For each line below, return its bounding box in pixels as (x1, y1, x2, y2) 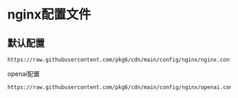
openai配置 (7, 70, 40, 78)
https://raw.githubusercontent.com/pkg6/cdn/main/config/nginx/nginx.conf (7, 56, 233, 63)
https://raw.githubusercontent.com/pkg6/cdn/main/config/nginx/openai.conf (7, 84, 236, 91)
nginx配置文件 (7, 6, 91, 23)
